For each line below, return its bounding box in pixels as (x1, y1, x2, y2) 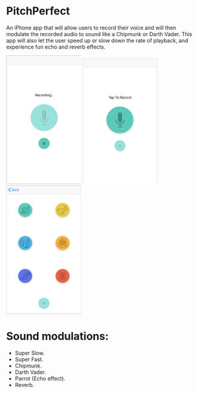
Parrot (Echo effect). (14, 374, 66, 382)
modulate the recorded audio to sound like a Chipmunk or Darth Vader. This (6, 30, 193, 37)
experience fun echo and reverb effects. (6, 43, 106, 50)
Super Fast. (14, 356, 44, 363)
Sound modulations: (6, 329, 109, 343)
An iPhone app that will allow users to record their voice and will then (6, 24, 176, 31)
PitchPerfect (6, 4, 71, 18)
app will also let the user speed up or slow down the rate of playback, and (6, 37, 188, 44)
